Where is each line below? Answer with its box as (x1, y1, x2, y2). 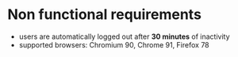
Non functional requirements (7, 6, 202, 24)
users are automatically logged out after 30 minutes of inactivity (18, 32, 231, 41)
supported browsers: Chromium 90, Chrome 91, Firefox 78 (18, 40, 209, 49)
